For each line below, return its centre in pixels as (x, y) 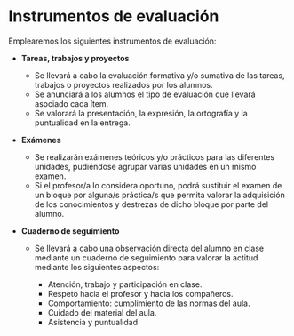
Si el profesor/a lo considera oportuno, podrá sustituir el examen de (158, 185)
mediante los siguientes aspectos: (97, 267)
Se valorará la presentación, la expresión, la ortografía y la (141, 113)
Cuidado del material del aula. (102, 312)
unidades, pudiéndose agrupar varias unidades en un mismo (145, 166)
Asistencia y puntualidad (93, 322)
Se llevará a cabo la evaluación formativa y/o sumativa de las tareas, (159, 75)
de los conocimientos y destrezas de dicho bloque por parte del (151, 204)
